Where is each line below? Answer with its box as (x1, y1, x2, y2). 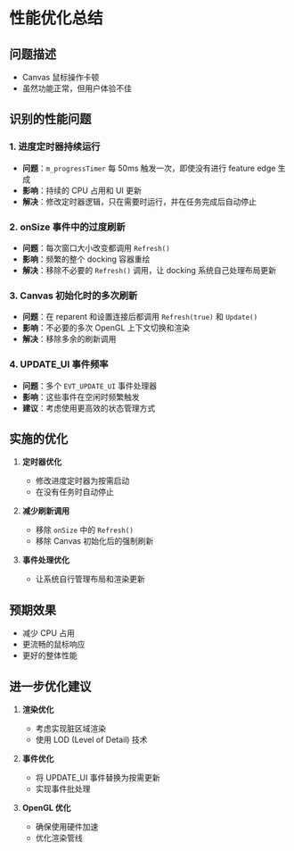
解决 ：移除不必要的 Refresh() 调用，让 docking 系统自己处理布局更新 (21, 264, 276, 275)
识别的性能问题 (9, 112, 92, 127)
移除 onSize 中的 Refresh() (35, 524, 134, 536)
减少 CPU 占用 (21, 628, 76, 638)
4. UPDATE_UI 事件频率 (9, 358, 109, 371)
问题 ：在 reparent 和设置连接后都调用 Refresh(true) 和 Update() (21, 312, 258, 322)
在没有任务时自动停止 (35, 487, 114, 497)
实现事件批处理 (35, 783, 91, 795)
